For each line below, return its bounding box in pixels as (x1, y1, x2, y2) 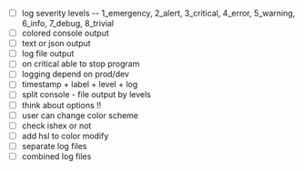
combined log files (21, 150, 92, 162)
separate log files (21, 140, 87, 151)
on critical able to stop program (21, 58, 140, 69)
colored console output (21, 27, 110, 39)
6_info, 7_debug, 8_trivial (21, 18, 115, 29)
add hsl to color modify (21, 130, 109, 141)
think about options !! (21, 99, 102, 110)
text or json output (21, 38, 92, 49)
